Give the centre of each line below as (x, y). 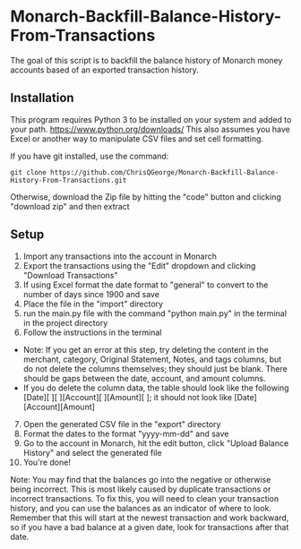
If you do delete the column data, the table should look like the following (156, 388)
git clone (29, 172)
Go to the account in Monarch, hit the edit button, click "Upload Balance (156, 443)
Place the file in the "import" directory (93, 304)
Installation (42, 98)
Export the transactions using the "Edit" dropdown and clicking (139, 265)
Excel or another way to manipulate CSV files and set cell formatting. (137, 138)
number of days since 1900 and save (91, 294)
